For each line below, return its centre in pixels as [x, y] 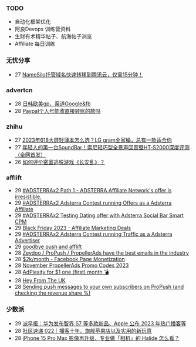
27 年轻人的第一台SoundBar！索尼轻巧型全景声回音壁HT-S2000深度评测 [102, 148]
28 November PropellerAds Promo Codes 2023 [72, 265]
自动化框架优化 [33, 22]
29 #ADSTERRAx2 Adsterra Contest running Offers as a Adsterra [93, 203]
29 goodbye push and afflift [48, 247]
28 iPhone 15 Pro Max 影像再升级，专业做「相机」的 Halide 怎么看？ [97, 338]
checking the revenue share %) [53, 293]
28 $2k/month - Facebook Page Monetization [70, 259]
